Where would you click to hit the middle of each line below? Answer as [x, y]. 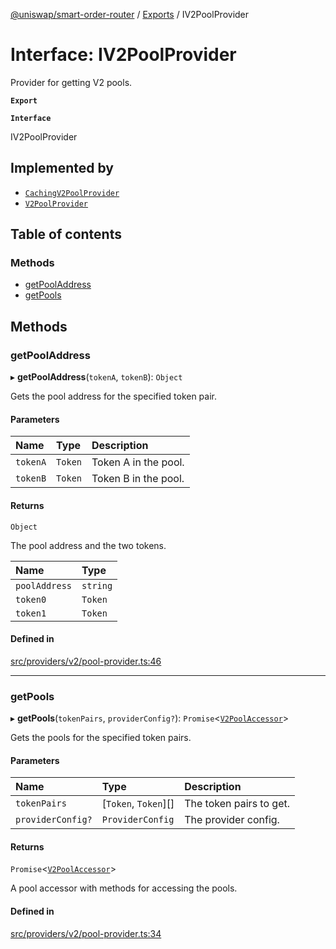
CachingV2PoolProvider [72, 193]
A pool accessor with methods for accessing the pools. [124, 888]
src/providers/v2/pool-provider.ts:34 [86, 933]
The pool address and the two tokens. [88, 545]
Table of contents [66, 234]
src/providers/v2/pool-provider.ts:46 [86, 661]
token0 [31, 599]
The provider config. [232, 820]
